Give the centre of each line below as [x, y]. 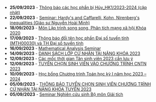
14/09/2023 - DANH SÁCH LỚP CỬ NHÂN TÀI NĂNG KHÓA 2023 [75, 53]
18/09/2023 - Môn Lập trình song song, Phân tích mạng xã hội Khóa [78, 28]
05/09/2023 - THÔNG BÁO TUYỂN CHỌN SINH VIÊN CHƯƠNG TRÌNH [80, 84]
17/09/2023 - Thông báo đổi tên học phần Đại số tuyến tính [69, 38]
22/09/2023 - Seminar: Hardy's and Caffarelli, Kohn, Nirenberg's [75, 18]
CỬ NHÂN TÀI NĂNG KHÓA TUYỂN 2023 [50, 89]
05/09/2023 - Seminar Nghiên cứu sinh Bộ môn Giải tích [66, 94]
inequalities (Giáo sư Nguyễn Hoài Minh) [50, 23]
